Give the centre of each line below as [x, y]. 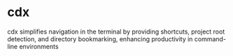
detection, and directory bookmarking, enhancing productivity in [100, 38]
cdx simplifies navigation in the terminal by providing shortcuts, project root [116, 31]
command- [210, 38]
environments [39, 46]
